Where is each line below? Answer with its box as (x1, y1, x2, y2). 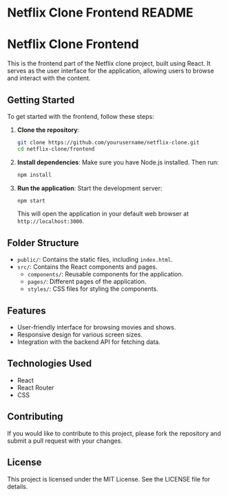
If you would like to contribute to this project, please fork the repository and (7, 429, 222, 437)
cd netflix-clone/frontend (17, 145, 95, 153)
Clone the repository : (17, 126, 80, 134)
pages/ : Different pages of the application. (27, 278, 147, 286)
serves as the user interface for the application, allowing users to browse (7, 67, 215, 75)
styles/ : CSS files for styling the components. (27, 285, 158, 293)
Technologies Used (7, 358, 92, 370)
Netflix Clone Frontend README (7, 5, 194, 21)
